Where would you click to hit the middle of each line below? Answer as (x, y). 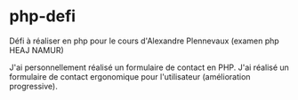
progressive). (33, 86)
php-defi (43, 16)
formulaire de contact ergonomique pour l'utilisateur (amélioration (130, 76)
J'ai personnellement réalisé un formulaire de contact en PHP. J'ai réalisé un (149, 67)
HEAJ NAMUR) (36, 50)
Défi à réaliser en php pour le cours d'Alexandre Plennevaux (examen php (145, 41)
